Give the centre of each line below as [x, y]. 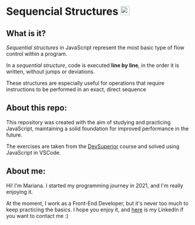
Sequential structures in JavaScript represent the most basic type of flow [95, 47]
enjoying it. [20, 192]
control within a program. [37, 54]
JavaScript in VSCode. [33, 152]
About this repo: [37, 108]
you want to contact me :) [38, 216]
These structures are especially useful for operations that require [85, 83]
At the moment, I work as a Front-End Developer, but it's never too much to [97, 203]
